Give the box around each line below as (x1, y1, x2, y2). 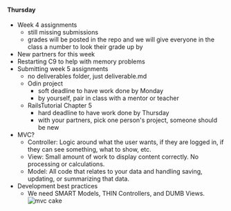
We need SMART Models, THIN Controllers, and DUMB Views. (27, 190, 205, 198)
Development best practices (17, 182, 98, 190)
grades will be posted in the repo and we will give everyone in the (27, 35, 215, 44)
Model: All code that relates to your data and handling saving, (27, 168, 203, 176)
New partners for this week (17, 50, 95, 59)
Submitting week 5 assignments (17, 65, 109, 73)
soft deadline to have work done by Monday (37, 87, 164, 95)
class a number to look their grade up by (27, 43, 143, 51)
